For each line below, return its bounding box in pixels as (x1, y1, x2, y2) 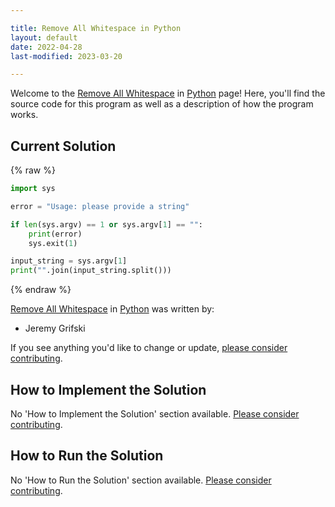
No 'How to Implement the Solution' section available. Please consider (10, 408, 300, 420)
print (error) (28, 229, 83, 239)
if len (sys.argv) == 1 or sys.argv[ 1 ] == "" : (10, 219, 203, 230)
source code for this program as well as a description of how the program (10, 98, 314, 110)
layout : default (10, 32, 78, 43)
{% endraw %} (10, 284, 72, 296)
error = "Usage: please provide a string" (10, 201, 190, 211)
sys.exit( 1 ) (28, 238, 78, 248)
